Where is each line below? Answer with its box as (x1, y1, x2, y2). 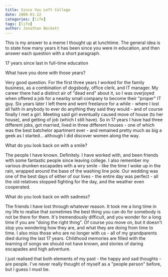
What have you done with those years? (5, 70, 86, 76)
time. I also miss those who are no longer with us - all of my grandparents (5, 230, 157, 236)
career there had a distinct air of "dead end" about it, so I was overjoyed (5, 90, 154, 96)
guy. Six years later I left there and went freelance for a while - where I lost (5, 101, 159, 107)
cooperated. (5, 184, 31, 190)
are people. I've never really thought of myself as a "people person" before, (5, 261, 161, 267)
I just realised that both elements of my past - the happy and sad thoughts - (5, 256, 161, 262)
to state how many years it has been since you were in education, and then (5, 45, 160, 51)
